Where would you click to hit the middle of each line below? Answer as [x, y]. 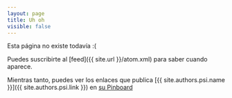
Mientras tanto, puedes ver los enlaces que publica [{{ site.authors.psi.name [116, 80]
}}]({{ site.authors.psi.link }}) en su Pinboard [70, 88]
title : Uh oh [26, 20]
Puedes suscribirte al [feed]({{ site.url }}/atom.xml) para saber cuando [107, 59]
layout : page [26, 13]
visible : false [29, 26]
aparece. [20, 67]
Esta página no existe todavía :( [52, 46]
